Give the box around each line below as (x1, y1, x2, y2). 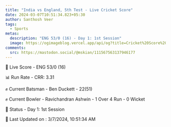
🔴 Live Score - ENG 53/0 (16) (5, 64, 66, 70)
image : (10, 41, 24, 46)
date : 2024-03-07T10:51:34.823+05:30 (5, 12, 85, 17)
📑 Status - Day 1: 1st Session (5, 106, 65, 112)
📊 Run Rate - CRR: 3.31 (5, 74, 54, 80)
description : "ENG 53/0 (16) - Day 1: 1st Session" (10, 36, 122, 41)
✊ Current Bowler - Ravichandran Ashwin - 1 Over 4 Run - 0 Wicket (5, 96, 145, 102)
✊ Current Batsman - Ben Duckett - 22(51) (5, 86, 93, 92)
